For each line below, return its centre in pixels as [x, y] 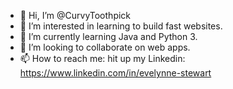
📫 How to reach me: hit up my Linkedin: [102, 58]
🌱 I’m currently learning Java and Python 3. [108, 36]
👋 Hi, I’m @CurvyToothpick [75, 15]
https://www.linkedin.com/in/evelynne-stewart [115, 73]
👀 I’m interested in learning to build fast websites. [121, 26]
